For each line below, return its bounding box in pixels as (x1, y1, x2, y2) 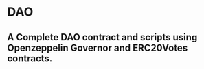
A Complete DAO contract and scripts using (7, 31, 198, 43)
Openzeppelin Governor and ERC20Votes (7, 42, 188, 53)
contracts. (7, 53, 53, 64)
